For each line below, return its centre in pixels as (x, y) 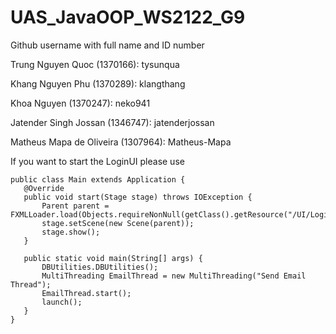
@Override (44, 188)
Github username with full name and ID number (107, 45)
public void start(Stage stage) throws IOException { (138, 197)
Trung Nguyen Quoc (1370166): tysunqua (95, 64)
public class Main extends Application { (98, 179)
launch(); (62, 302)
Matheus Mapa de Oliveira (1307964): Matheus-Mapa (121, 142)
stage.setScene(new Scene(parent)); (118, 223)
